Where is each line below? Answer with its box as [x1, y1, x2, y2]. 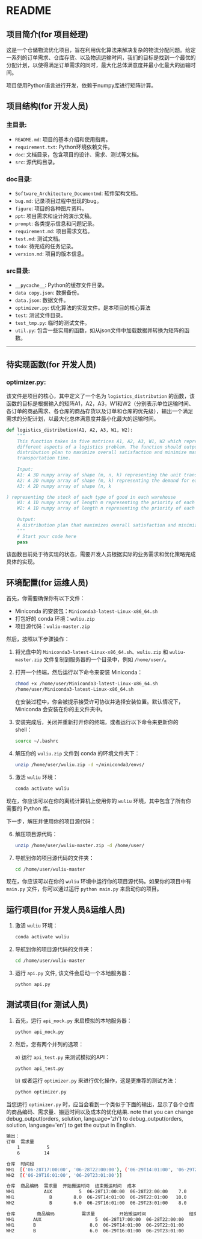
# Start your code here [17, 533, 77, 539]
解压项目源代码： [14, 830, 58, 837]
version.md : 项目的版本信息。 [14, 250, 88, 257]
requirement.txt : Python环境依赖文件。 [14, 143, 113, 150]
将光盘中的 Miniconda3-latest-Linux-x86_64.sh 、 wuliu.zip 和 [14, 648, 168, 656]
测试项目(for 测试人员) [6, 1000, 89, 1010]
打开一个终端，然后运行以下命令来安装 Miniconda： [14, 668, 143, 676]
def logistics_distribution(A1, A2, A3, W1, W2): [6, 427, 133, 433]
